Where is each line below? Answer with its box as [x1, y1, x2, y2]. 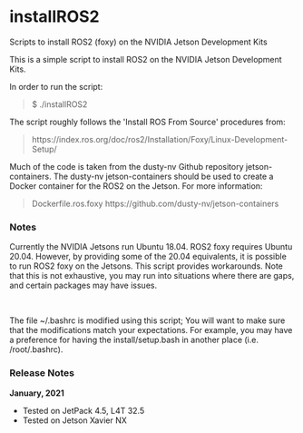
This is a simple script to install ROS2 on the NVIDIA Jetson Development [9, 54, 283, 64]
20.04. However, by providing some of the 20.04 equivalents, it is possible [9, 251, 288, 262]
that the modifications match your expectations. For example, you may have [9, 325, 293, 336]
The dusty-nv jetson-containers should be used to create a [53, 171, 274, 182]
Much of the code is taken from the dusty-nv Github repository [9, 161, 244, 172]
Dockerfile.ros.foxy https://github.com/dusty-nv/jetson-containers [31, 198, 279, 209]
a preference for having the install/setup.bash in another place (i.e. [9, 334, 259, 346]
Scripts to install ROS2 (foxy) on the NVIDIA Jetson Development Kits [9, 36, 268, 47]
